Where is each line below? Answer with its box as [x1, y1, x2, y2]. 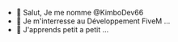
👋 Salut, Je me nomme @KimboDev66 [15, 8, 144, 17]
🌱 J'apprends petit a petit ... [15, 25, 109, 34]
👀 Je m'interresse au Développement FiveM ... [15, 16, 171, 26]
